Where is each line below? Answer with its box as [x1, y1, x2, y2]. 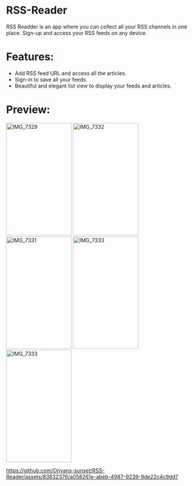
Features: [6, 50, 54, 64]
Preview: [6, 103, 50, 116]
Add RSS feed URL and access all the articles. [14, 69, 127, 77]
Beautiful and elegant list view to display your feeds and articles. [14, 82, 172, 89]
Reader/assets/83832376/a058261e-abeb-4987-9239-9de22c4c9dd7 [6, 473, 179, 480]
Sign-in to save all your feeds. [14, 76, 87, 83]
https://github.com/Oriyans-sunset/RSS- [6, 466, 105, 474]
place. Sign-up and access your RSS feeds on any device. [6, 29, 148, 36]
